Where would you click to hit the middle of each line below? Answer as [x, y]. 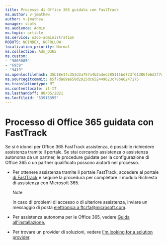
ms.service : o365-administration [40, 38]
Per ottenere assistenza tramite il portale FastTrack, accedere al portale [85, 172]
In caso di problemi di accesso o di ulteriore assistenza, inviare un [80, 202]
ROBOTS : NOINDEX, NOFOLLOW [33, 42]
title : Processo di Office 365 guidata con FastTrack [62, 10]
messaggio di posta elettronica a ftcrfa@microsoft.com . [69, 208]
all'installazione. [29, 223]
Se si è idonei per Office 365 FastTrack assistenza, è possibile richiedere [80, 147]
